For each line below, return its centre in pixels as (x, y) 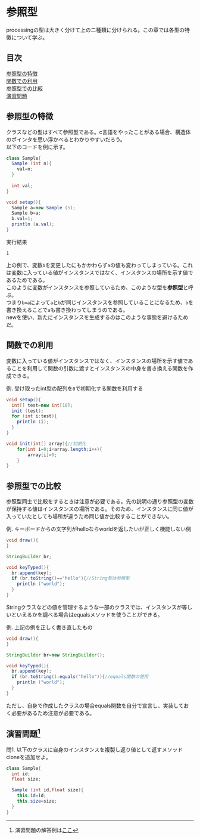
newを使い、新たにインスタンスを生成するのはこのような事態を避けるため (97, 317)
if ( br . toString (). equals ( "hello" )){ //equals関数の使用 (80, 677)
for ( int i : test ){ (35, 416)
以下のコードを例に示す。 (37, 147)
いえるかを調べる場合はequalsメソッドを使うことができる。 (90, 614)
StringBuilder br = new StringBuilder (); (56, 655)
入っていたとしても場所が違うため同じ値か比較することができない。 (89, 516)
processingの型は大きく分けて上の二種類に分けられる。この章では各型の (96, 30)
